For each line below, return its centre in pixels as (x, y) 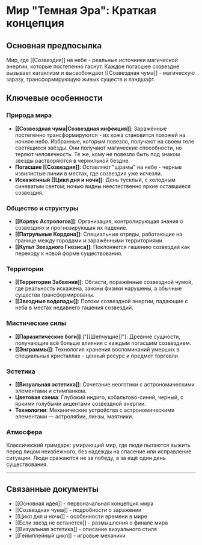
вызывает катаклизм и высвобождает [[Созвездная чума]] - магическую (101, 73)
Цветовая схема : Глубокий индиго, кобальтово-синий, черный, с (99, 397)
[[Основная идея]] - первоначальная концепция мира (84, 503)
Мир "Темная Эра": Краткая (81, 11)
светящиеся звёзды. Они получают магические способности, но (98, 148)
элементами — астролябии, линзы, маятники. (74, 416)
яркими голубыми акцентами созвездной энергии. (80, 403)
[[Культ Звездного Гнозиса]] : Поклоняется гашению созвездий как (103, 247)
